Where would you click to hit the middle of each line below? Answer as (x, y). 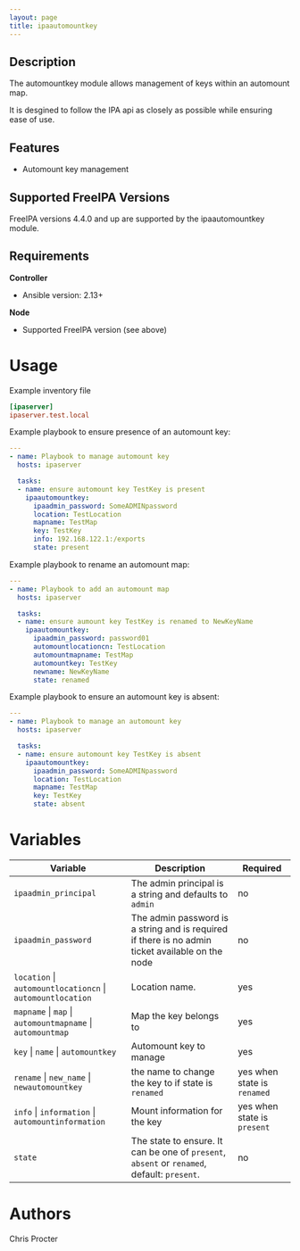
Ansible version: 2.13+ (62, 294)
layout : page (33, 17)
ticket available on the (177, 951)
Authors (40, 1214)
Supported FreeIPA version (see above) (95, 329)
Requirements (49, 257)
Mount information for (177, 1110)
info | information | (55, 1112)
